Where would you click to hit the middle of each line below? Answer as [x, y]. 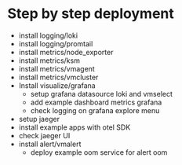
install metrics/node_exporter [66, 52]
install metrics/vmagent [56, 68]
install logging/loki [48, 35]
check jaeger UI [44, 135]
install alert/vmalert [50, 144]
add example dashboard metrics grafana [96, 102]
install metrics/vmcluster [58, 77]
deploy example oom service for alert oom [99, 152]
